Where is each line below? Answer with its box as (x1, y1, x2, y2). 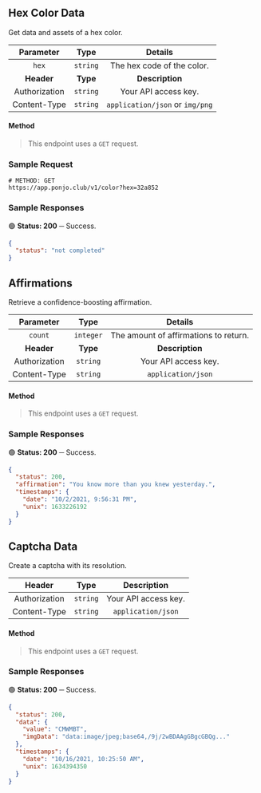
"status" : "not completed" (15, 247, 105, 254)
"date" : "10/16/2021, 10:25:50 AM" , (22, 755, 145, 763)
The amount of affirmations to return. (110, 330, 250, 341)
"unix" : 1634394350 (22, 762, 88, 771)
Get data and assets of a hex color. (8, 27, 123, 37)
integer (73, 331, 103, 340)
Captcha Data (8, 539, 78, 553)
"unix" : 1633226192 (22, 503, 88, 511)
